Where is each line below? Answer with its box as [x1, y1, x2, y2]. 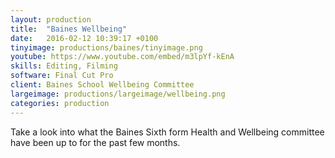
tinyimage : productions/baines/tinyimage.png [10, 42, 203, 53]
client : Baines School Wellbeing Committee [10, 80, 195, 90]
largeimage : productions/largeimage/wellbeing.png [10, 89, 226, 99]
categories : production [10, 98, 110, 108]
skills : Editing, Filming [10, 61, 118, 71]
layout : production [10, 14, 92, 25]
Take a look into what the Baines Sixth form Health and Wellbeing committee [10, 126, 325, 138]
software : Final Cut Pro [10, 71, 114, 81]
